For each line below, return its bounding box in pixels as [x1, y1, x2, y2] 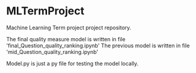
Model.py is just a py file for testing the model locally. [6, 60, 139, 67]
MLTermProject [6, 4, 84, 18]
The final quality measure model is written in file [6, 35, 125, 42]
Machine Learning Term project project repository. [6, 24, 131, 31]
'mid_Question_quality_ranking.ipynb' [6, 48, 98, 55]
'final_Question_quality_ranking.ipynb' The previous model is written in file [6, 42, 190, 49]
